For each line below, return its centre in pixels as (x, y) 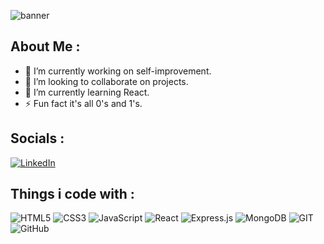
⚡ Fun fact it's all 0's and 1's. (83, 103)
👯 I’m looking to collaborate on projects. (106, 81)
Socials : (37, 138)
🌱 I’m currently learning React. (87, 92)
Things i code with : (72, 194)
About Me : (45, 46)
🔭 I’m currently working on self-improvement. (118, 71)
